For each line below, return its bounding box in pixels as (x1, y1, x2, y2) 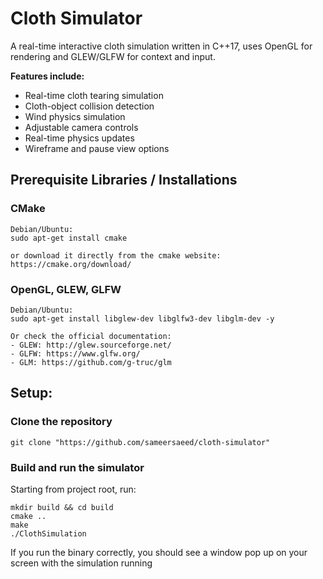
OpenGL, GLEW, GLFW (10, 282, 122, 296)
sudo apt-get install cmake (10, 233, 128, 243)
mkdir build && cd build (10, 502, 114, 512)
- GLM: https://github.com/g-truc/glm (10, 357, 172, 367)
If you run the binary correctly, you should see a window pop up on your (10, 546, 308, 558)
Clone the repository (10, 415, 113, 429)
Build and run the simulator (10, 460, 145, 474)
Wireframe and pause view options (24, 142, 170, 154)
